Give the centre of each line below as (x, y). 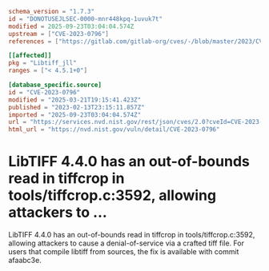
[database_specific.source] (55, 85)
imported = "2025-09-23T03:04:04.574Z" (75, 115)
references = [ (34, 41)
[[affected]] (30, 56)
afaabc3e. (25, 261)
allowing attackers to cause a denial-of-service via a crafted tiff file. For (126, 243)
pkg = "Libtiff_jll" (43, 63)
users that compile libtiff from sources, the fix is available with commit (124, 252)
